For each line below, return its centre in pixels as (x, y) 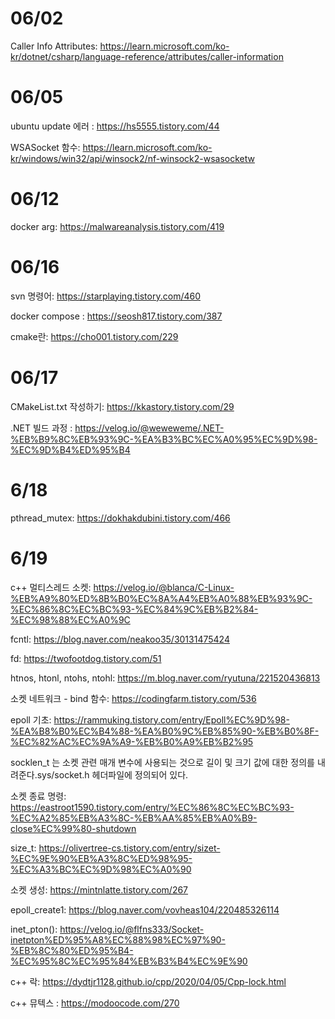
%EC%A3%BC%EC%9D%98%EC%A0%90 (101, 869)
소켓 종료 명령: (38, 796)
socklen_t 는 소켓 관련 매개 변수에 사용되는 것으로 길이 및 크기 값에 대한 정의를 (162, 762)
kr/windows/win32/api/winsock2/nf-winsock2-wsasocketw (132, 158)
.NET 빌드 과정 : (41, 428)
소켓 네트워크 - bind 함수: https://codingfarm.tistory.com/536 (133, 698)
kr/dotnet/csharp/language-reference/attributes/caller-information (147, 56)
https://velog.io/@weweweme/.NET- (149, 428)
